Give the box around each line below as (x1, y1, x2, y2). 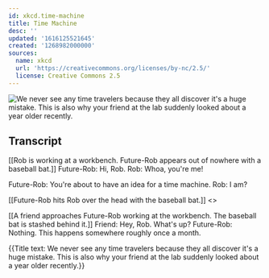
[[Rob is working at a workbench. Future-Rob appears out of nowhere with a (8, 156, 262, 165)
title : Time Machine (8, 19, 78, 27)
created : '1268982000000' (8, 42, 95, 50)
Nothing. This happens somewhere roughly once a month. (8, 228, 201, 238)
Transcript (8, 135, 62, 148)
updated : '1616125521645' (8, 34, 95, 43)
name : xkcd (15, 57, 52, 65)
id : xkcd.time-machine (8, 11, 85, 20)
